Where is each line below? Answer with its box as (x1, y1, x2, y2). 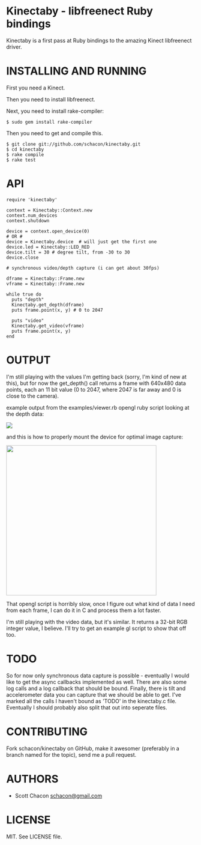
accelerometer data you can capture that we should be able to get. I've (6, 691, 182, 698)
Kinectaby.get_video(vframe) (11, 323, 85, 329)
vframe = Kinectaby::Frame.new (6, 280, 85, 286)
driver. (6, 43, 22, 50)
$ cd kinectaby (6, 146, 44, 153)
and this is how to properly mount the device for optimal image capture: (6, 433, 184, 440)
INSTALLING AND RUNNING (6, 64, 147, 78)
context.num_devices (6, 212, 58, 219)
